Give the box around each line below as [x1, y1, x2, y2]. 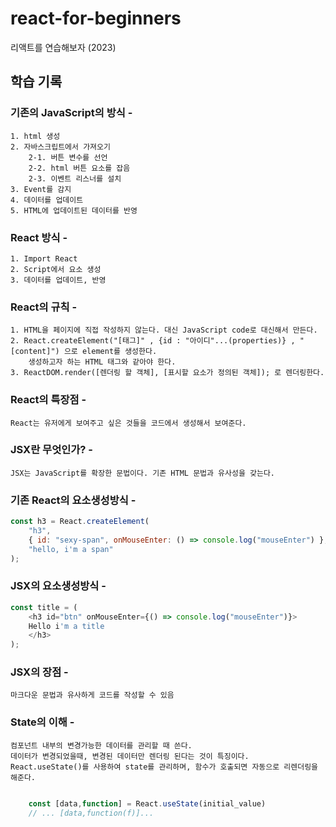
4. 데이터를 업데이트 [10, 195, 84, 205]
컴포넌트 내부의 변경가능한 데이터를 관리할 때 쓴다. [10, 740, 193, 751]
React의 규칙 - [10, 300, 78, 314]
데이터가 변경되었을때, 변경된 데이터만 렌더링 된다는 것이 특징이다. [10, 751, 250, 761]
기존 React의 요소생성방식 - [10, 493, 137, 507]
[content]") [10, 347, 60, 357]
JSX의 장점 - [10, 665, 69, 679]
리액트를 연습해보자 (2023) [10, 41, 117, 53]
